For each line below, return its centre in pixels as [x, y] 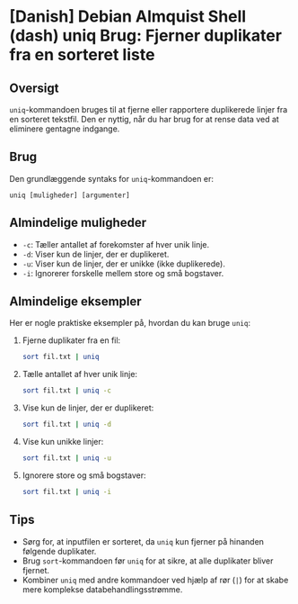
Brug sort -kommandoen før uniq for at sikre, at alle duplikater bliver [148, 561]
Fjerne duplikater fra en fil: [71, 340]
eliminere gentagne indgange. [65, 129]
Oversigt [34, 88]
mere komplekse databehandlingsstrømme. [102, 589]
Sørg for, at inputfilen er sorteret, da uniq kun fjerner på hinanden [143, 541]
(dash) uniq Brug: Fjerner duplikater [146, 36]
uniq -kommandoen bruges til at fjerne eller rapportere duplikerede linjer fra [149, 109]
